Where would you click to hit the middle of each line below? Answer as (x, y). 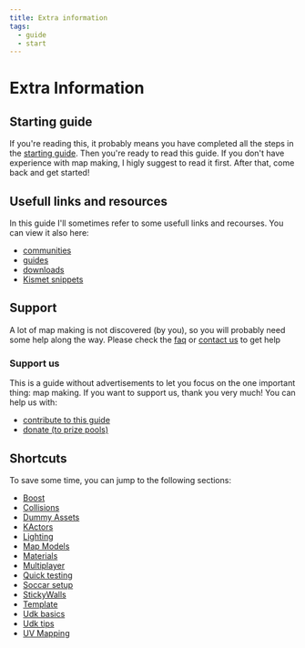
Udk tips (38, 623)
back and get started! (50, 173)
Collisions (41, 507)
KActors (38, 526)
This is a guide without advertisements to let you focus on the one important (152, 383)
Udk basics (44, 613)
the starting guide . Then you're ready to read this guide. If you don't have (147, 153)
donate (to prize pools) (66, 430)
